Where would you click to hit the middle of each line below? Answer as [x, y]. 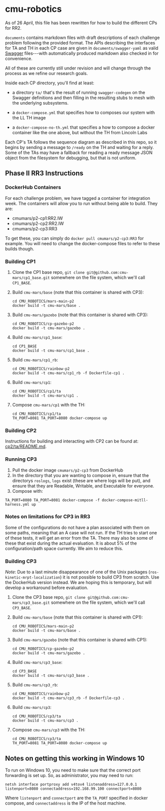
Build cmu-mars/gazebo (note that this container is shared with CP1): [80, 640]
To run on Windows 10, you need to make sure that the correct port [73, 770]
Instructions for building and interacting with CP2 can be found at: [72, 441]
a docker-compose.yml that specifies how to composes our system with [83, 112]
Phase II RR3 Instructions [44, 173]
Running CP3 [21, 459]
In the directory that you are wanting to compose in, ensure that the [80, 475]
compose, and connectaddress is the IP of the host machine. [66, 803]
